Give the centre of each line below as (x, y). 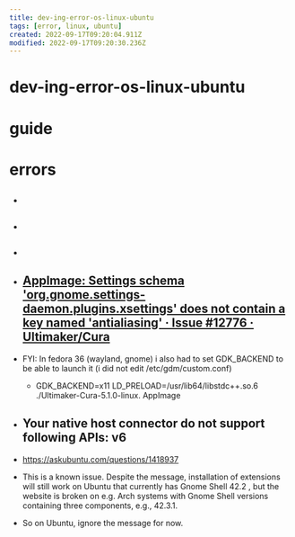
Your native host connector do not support (143, 424)
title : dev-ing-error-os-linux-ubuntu (82, 18)
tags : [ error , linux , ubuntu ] (66, 26)
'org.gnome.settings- (84, 295)
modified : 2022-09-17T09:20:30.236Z (78, 43)
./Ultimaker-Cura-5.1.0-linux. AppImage (108, 395)
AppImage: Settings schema (104, 281)
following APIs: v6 (74, 438)
